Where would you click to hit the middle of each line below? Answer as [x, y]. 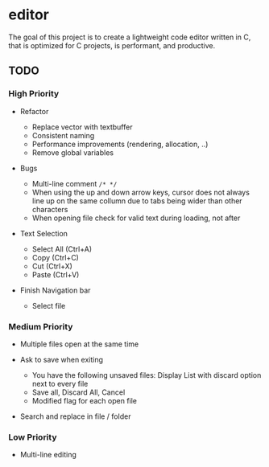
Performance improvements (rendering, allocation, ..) [120, 144]
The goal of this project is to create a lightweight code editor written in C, [130, 37]
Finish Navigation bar [55, 290]
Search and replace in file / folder [75, 416]
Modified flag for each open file [85, 400]
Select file [49, 305]
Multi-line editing [48, 455]
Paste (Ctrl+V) [56, 274]
